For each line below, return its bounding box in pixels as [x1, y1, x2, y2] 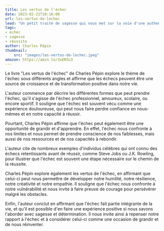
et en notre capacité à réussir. [21, 111, 81, 117]
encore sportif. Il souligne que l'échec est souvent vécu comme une [5, 101, 142, 106]
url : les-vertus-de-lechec [5, 16, 60, 21]
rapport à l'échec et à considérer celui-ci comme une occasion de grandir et [5, 216, 159, 222]
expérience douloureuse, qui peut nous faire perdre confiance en [5, 106, 136, 112]
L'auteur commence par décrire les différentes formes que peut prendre [5, 90, 150, 96]
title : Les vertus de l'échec [5, 7, 67, 12]
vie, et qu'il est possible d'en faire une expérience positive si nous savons [5, 206, 153, 212]
